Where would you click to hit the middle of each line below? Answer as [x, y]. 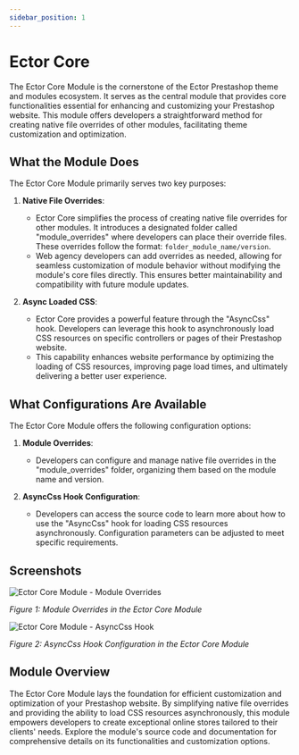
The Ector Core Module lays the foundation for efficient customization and [146, 693]
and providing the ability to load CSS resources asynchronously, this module [149, 712]
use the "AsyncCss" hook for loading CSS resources [132, 524]
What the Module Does [75, 162]
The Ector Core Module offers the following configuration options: [130, 426]
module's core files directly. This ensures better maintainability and [159, 275]
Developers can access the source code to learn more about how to [160, 514]
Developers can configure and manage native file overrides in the [156, 460]
